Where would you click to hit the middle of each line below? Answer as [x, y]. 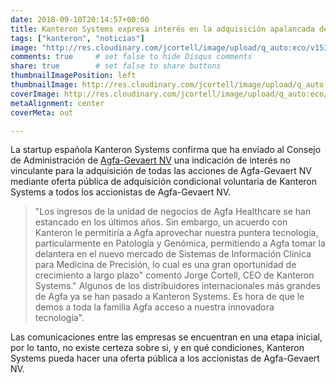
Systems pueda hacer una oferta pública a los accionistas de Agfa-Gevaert [165, 358]
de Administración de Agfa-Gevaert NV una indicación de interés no [150, 160]
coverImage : [35, 94]
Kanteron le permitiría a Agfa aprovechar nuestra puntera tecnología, [176, 233]
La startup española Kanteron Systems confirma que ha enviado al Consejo [166, 150]
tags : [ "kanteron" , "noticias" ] [77, 38]
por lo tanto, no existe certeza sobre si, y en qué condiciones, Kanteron [157, 348]
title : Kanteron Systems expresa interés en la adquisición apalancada [162, 29]
